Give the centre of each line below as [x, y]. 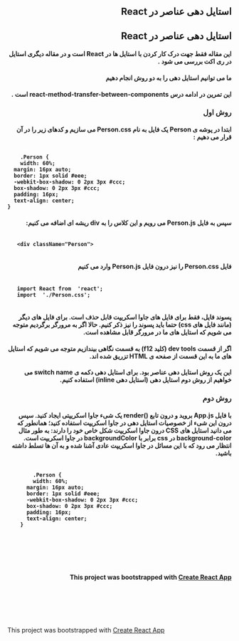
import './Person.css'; [54, 295]
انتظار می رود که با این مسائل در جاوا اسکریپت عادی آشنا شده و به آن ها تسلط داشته [122, 445]
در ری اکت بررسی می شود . [195, 62]
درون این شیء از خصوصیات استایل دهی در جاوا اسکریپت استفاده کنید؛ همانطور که [124, 423]
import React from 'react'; [60, 289]
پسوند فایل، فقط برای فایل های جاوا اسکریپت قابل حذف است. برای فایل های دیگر [125, 317]
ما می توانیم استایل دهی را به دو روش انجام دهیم [169, 78]
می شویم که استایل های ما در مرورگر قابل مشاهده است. [157, 332]
